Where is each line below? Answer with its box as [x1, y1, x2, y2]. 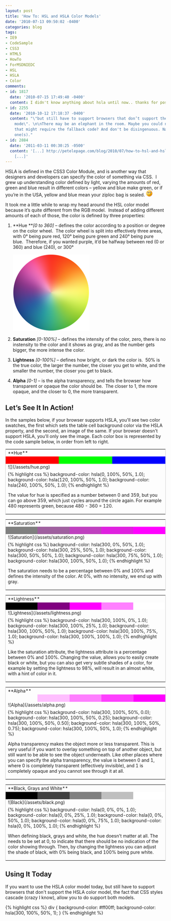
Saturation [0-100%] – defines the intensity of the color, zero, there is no [12, 336, 166, 342]
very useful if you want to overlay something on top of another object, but [8, 746, 162, 752]
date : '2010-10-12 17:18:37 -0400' [10, 110, 85, 116]
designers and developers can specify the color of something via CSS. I [5, 174, 157, 180]
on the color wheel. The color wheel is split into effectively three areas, [12, 228, 163, 234]
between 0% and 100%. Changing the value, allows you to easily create [8, 654, 159, 660]
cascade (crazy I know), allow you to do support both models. [5, 894, 135, 901]
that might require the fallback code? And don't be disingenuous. [14, 127, 160, 132]
